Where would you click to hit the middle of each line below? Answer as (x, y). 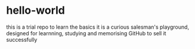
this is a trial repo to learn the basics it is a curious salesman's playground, (98, 27)
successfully (22, 39)
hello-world (36, 10)
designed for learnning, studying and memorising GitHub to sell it (86, 33)
